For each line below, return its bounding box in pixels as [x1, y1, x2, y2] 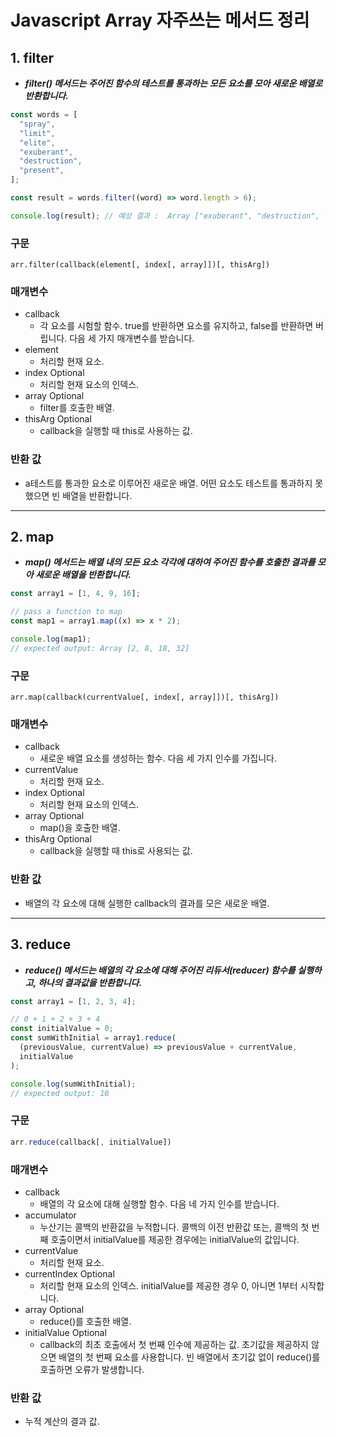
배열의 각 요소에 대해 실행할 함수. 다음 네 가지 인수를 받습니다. [39, 1197, 280, 1210]
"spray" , [19, 119, 56, 129]
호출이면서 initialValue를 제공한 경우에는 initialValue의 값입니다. [50, 1233, 300, 1245]
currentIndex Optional [24, 1267, 115, 1280]
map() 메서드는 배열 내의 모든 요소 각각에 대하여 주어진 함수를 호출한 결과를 [24, 556, 316, 568]
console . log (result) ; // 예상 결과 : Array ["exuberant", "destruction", [10, 211, 320, 221]
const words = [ [10, 110, 78, 120]
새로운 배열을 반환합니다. [34, 569, 132, 581]
